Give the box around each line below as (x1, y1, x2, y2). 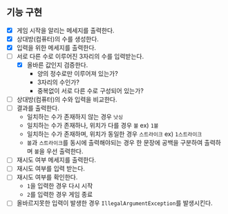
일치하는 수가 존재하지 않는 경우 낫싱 (26, 113, 124, 121)
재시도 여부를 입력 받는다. (16, 164, 86, 173)
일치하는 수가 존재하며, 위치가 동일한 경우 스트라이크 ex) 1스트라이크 (26, 130, 202, 138)
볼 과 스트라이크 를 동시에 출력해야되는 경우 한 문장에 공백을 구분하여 (26, 139, 203, 147)
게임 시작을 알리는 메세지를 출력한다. (16, 26, 115, 35)
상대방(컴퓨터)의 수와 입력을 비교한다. (16, 95, 117, 104)
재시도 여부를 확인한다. (16, 173, 78, 182)
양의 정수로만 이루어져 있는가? (37, 70, 118, 78)
